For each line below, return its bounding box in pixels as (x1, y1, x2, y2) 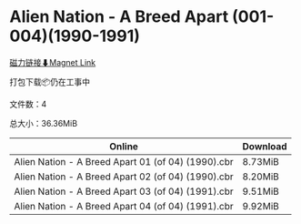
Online (108, 139, 139, 152)
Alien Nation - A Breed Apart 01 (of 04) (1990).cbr (14, 155, 234, 168)
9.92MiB (242, 199, 280, 212)
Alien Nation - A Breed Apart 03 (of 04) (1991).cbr (14, 185, 234, 198)
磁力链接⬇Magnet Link (9, 56, 96, 67)
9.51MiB (242, 185, 280, 198)
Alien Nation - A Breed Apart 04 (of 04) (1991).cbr (14, 199, 234, 212)
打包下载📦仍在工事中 (9, 76, 91, 87)
